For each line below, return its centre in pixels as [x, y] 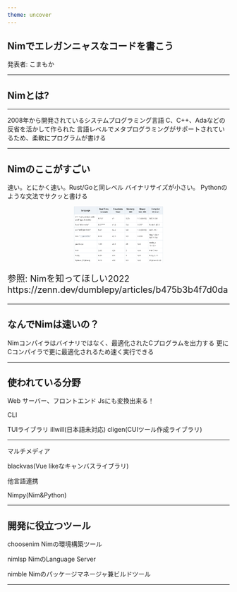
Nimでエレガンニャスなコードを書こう [91, 46]
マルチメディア [29, 451]
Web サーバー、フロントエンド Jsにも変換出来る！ [81, 401]
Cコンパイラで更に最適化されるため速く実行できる [80, 351]
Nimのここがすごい [49, 169]
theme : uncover [30, 15]
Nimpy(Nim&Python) [37, 495]
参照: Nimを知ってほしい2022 [69, 278]
